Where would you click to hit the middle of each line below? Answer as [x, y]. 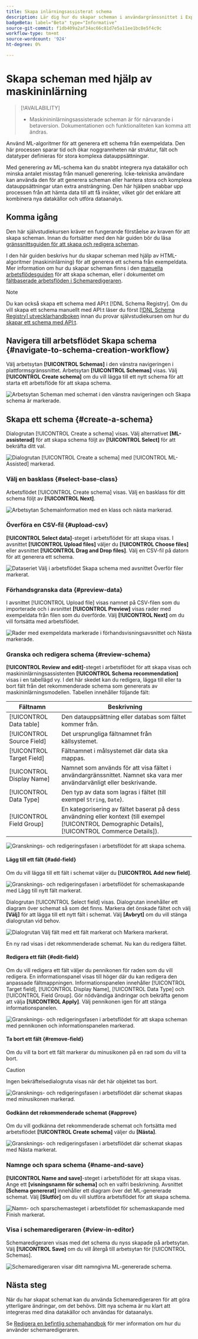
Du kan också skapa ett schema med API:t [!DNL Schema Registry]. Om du [97, 303]
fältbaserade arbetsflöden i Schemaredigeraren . [65, 281]
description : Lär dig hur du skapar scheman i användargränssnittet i [95, 17]
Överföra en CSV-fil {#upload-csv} [57, 525]
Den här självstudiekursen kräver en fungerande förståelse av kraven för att [98, 232]
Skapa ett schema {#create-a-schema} [80, 419]
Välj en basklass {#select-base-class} [62, 479]
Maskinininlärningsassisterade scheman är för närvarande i [101, 119]
